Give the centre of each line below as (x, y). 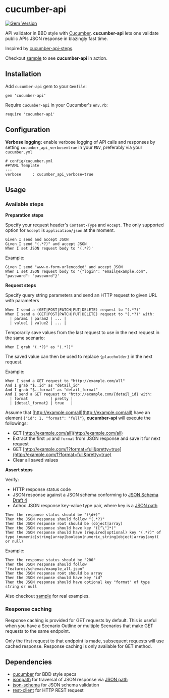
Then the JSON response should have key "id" (54, 578)
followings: (17, 423)
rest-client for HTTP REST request (48, 690)
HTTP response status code (42, 489)
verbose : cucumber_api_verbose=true (49, 174)
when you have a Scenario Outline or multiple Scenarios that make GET (79, 626)
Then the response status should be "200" (50, 560)
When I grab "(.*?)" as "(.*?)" (39, 347)
